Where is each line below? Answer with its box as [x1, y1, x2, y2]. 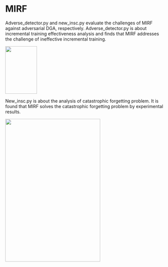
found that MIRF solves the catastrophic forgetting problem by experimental [5, 103, 163, 109]
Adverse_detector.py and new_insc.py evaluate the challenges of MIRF [5, 20, 153, 26]
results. [5, 109, 21, 115]
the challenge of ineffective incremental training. [5, 36, 106, 42]
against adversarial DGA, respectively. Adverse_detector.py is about [5, 25, 147, 31]
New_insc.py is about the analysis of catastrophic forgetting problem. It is [5, 97, 159, 104]
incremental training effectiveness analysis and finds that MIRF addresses [5, 30, 159, 37]
